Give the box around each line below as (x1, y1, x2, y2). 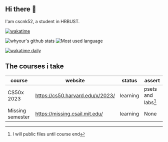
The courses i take (5, 62, 64, 71)
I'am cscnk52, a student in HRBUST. (5, 18, 80, 24)
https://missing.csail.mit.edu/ (35, 110, 103, 117)
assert (144, 77, 160, 84)
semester (7, 113, 30, 120)
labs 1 (144, 98, 156, 106)
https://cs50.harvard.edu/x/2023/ (35, 92, 115, 99)
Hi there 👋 (5, 5, 36, 14)
